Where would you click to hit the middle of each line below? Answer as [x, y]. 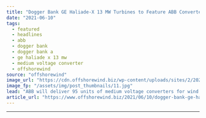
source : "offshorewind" [37, 75]
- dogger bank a [32, 52]
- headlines [27, 35]
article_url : [23, 97]
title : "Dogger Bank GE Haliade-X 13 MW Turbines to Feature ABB [91, 12]
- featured [26, 29]
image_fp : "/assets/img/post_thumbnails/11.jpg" [70, 86]
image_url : [20, 80]
